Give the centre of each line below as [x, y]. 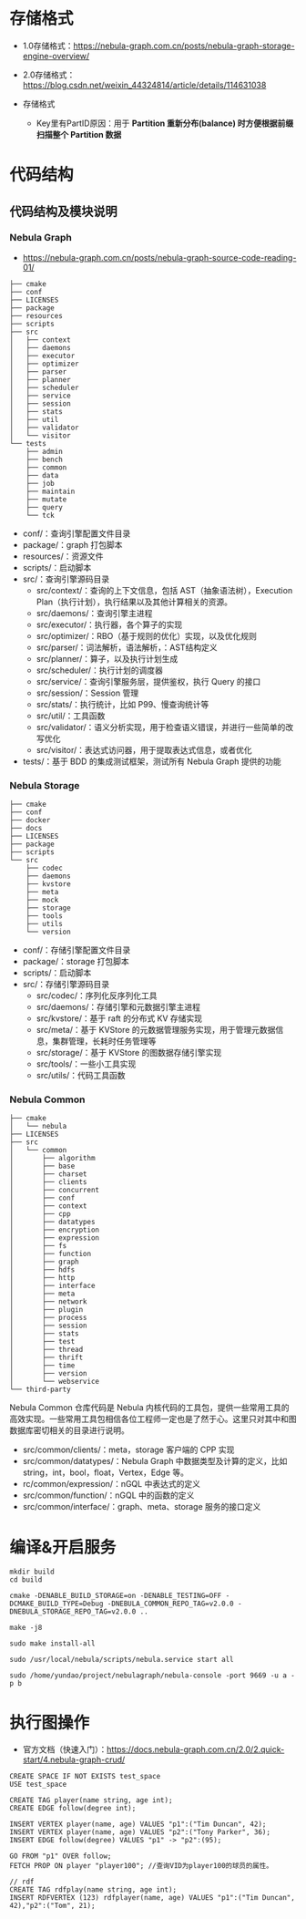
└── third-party [40, 1390]
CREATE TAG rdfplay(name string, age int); [93, 1890]
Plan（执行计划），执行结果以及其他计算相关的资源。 [134, 602]
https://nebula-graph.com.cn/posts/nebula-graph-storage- [184, 46]
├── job [40, 483]
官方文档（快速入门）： [65, 1749]
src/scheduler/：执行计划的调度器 [100, 670]
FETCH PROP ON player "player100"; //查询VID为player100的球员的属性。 [141, 1866]
